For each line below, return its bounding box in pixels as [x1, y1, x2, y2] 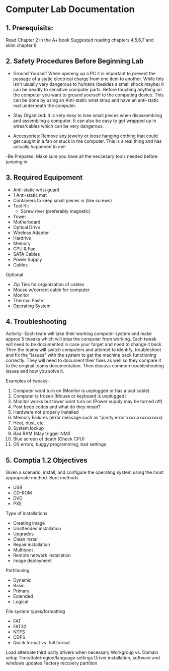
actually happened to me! [13, 143, 66, 149]
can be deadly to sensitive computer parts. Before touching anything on [13, 86, 162, 92]
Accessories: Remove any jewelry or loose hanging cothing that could [13, 133, 158, 139]
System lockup [13, 425, 44, 431]
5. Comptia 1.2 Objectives [6, 456, 88, 465]
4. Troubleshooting [6, 317, 67, 326]
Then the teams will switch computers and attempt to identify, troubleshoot [6, 347, 161, 353]
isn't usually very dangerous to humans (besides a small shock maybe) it [13, 81, 164, 87]
